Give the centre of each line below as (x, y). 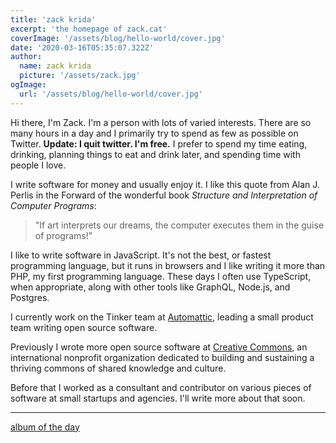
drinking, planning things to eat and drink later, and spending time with (155, 154)
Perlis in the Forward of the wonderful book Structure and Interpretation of (164, 195)
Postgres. (30, 297)
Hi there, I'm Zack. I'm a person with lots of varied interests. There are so (161, 122)
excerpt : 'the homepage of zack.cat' (89, 29)
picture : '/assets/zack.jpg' (80, 76)
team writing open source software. (84, 327)
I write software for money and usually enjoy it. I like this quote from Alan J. (165, 184)
